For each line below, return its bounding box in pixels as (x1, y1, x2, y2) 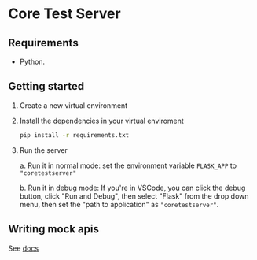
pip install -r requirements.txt (19, 131, 130, 139)
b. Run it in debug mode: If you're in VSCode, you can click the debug (19, 183, 246, 192)
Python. (19, 57, 46, 66)
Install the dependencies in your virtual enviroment (19, 116, 185, 125)
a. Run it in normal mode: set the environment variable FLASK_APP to (19, 161, 237, 170)
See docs (8, 243, 39, 253)
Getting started (8, 80, 85, 93)
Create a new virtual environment (19, 100, 128, 110)
